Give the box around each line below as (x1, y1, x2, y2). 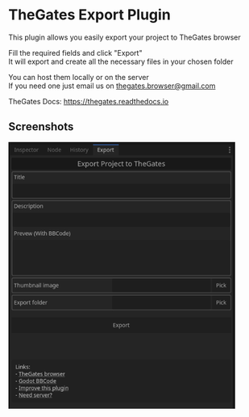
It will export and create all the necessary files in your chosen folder (8, 57, 234, 66)
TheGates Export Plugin (8, 6, 171, 24)
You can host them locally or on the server (8, 72, 149, 82)
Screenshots (8, 120, 74, 134)
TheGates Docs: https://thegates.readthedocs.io (8, 96, 169, 106)
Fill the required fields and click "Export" (8, 48, 143, 57)
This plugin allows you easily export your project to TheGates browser (8, 32, 241, 42)
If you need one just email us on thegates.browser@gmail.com (8, 81, 216, 91)
